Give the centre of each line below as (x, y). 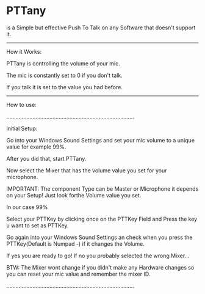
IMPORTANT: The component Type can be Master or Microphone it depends (103, 189)
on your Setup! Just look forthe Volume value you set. (74, 195)
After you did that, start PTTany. (46, 158)
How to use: (21, 105)
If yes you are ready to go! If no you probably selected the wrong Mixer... (98, 255)
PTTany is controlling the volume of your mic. (63, 63)
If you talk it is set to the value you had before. (65, 87)
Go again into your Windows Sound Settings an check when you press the (99, 237)
